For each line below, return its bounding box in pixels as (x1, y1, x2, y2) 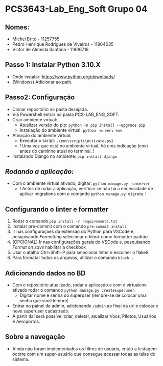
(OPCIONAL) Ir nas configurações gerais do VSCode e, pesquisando (12, 239, 151, 245)
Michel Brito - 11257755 (12, 36, 60, 42)
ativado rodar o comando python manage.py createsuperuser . (12, 287, 136, 293)
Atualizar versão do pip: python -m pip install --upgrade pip (19, 122, 145, 128)
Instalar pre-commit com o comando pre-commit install (12, 224, 127, 229)
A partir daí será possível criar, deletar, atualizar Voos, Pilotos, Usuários (12, 313, 157, 319)
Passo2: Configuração (5, 93, 75, 102)
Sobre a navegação (5, 333, 65, 341)
